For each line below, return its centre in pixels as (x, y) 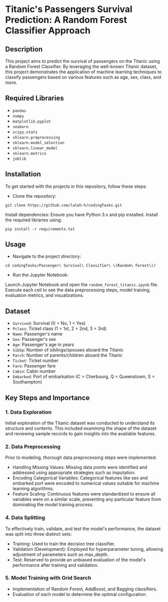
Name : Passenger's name (37, 334)
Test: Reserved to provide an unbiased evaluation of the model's (79, 560)
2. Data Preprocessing (33, 446)
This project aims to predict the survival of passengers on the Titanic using (82, 61)
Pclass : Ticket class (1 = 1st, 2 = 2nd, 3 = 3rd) (59, 329)
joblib (19, 159)
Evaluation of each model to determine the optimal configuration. (79, 594)
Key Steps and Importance (48, 398)
